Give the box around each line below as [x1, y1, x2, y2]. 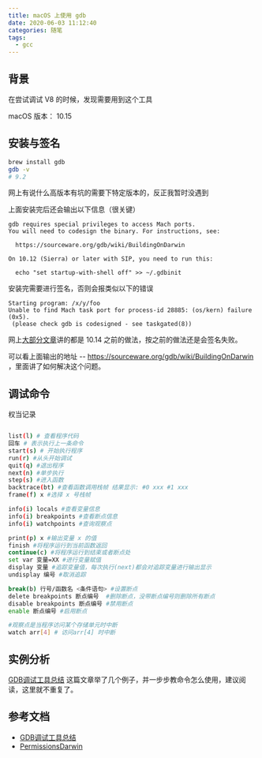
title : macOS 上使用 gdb [8, 11, 87, 20]
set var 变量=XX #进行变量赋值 [8, 556, 102, 565]
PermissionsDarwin [19, 741, 83, 751]
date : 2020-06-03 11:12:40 [8, 19, 97, 27]
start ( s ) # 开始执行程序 [8, 447, 83, 455]
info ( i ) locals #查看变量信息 [8, 505, 100, 513]
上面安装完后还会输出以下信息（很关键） [8, 205, 140, 214]
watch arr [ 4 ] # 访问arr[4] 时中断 [8, 629, 116, 636]
